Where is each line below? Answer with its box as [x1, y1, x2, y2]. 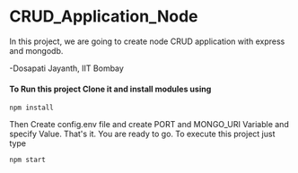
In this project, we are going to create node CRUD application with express [9, 36, 285, 47]
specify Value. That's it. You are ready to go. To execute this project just [9, 128, 276, 140]
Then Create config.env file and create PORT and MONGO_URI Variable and [9, 119, 289, 130]
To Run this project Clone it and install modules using [9, 83, 212, 94]
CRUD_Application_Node [9, 6, 198, 27]
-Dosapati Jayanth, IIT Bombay [9, 63, 124, 74]
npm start [9, 155, 47, 165]
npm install [9, 103, 54, 113]
